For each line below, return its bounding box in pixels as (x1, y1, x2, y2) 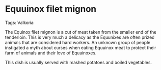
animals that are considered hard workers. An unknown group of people (5, 39, 151, 45)
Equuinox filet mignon (5, 3, 97, 15)
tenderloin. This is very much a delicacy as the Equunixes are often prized (5, 34, 155, 40)
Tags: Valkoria (5, 20, 34, 25)
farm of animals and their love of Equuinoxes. (5, 50, 97, 56)
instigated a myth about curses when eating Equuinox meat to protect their (5, 45, 156, 50)
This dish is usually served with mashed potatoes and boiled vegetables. (5, 59, 152, 65)
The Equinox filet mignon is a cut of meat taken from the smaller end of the (5, 29, 157, 35)
